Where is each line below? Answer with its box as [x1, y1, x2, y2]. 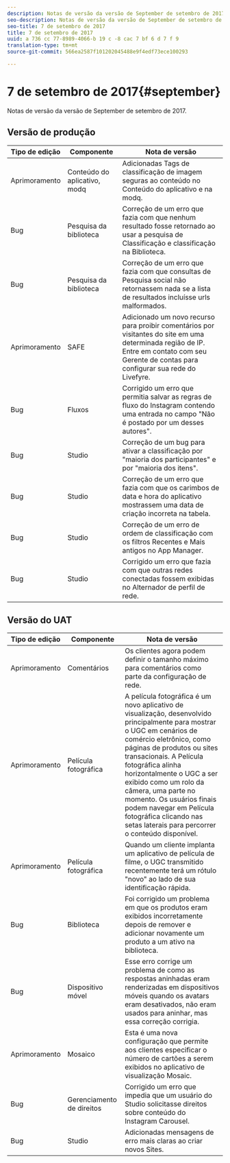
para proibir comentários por [122, 321, 214, 330]
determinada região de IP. [122, 338, 205, 347]
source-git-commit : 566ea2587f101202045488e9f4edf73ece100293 [7, 49, 188, 56]
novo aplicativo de [124, 700, 183, 710]
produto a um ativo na [124, 937, 195, 947]
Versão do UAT [7, 614, 73, 626]
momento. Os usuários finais [124, 794, 217, 804]
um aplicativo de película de [124, 849, 215, 858]
